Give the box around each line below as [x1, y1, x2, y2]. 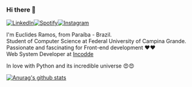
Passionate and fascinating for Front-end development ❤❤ [6, 44, 156, 51]
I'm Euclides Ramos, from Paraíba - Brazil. [6, 31, 112, 38]
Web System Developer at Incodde [6, 50, 94, 58]
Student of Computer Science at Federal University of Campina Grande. [6, 38, 187, 45]
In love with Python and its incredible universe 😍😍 [6, 62, 135, 69]
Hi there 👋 [6, 5, 37, 14]
